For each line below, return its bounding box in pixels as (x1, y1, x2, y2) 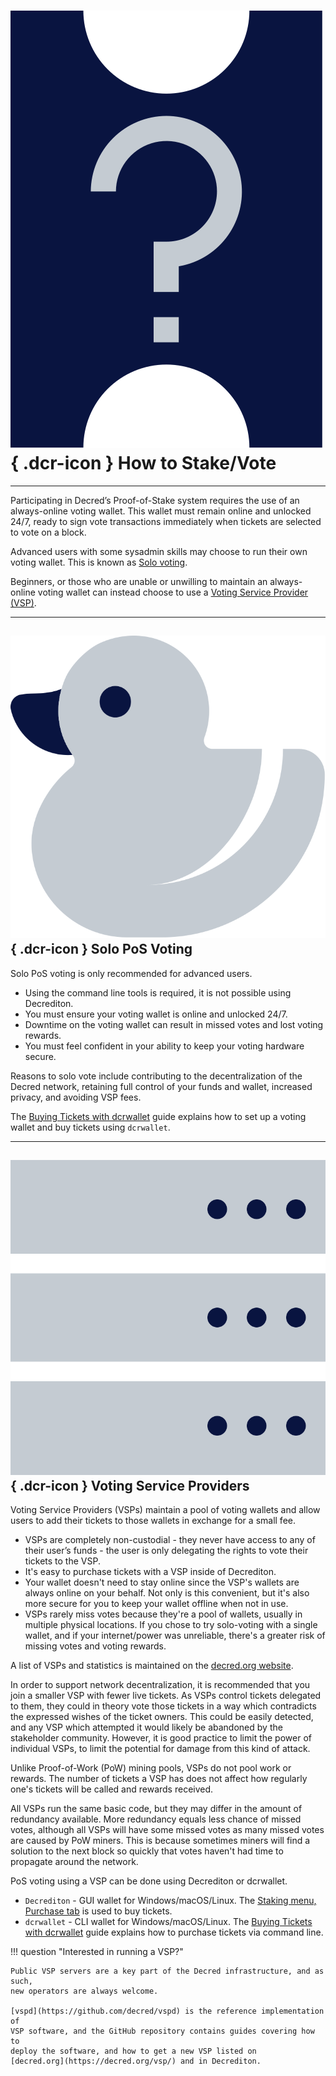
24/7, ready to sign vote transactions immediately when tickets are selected (10, 515, 322, 527)
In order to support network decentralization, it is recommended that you (10, 1679, 311, 1691)
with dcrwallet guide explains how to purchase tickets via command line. (24, 1926, 324, 1939)
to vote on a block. (10, 526, 87, 538)
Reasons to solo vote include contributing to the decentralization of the (10, 1070, 303, 1082)
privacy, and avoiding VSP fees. (10, 1091, 142, 1103)
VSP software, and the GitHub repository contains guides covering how (10, 2026, 315, 2037)
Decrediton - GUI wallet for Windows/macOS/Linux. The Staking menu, (24, 1895, 317, 1907)
